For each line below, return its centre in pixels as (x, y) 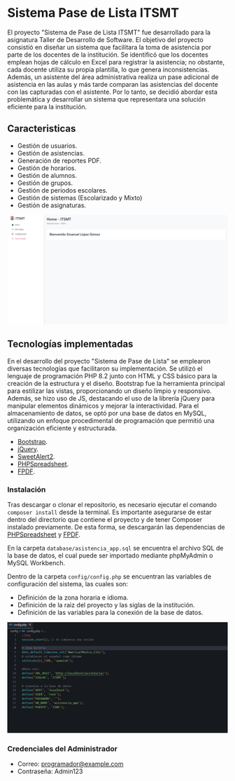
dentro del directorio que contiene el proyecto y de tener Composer (105, 519)
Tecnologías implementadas (70, 344)
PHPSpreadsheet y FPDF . (44, 534)
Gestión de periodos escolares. (63, 190)
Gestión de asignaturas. (51, 205)
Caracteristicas (42, 129)
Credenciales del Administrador (62, 749)
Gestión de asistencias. (51, 153)
